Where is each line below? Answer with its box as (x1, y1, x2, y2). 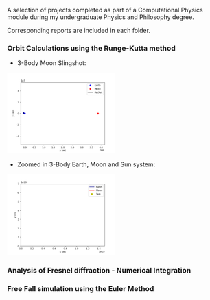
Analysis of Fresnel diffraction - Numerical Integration (7, 266, 191, 275)
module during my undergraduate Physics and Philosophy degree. (7, 13, 194, 21)
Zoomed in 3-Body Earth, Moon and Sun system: (16, 160, 156, 168)
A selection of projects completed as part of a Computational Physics (7, 6, 204, 14)
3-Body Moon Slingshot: (16, 59, 86, 67)
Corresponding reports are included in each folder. (7, 27, 151, 34)
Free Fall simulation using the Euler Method (7, 284, 154, 294)
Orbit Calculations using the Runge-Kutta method (7, 43, 176, 53)
